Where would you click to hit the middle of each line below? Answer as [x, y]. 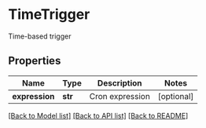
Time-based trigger [40, 36]
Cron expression [120, 96]
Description [120, 82]
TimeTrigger [49, 15]
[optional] [176, 96]
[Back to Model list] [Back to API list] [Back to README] [98, 115]
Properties [35, 61]
